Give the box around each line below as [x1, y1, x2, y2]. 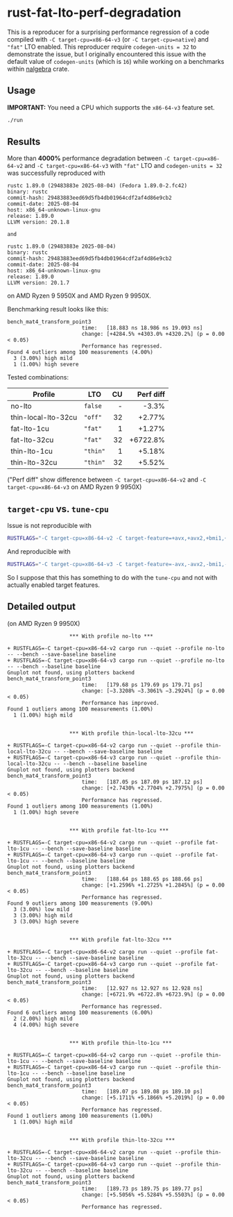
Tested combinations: [7, 373, 69, 382]
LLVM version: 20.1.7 [7, 280, 70, 287]
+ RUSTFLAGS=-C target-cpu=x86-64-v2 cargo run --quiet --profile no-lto [7, 645, 225, 652]
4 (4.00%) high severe [13, 1021, 79, 1028]
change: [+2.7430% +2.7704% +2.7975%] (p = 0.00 [81, 784, 225, 792]
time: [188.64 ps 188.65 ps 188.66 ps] [81, 876, 203, 883]
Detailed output [7, 601, 76, 613]
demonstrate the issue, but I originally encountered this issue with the [7, 50, 207, 58]
